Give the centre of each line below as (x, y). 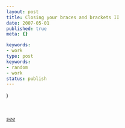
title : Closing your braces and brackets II (63, 17)
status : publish (26, 79)
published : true (26, 29)
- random (17, 67)
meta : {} (17, 34)
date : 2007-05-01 (28, 23)
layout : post (23, 12)
